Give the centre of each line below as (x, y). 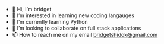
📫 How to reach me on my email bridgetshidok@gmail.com (85, 35)
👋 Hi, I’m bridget (31, 9)
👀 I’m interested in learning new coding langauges (73, 15)
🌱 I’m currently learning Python (50, 22)
